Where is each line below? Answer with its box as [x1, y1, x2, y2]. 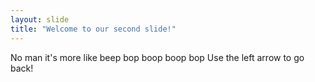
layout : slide [10, 14, 70, 25]
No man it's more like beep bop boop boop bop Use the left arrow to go [10, 51, 305, 63]
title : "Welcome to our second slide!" [10, 24, 177, 34]
